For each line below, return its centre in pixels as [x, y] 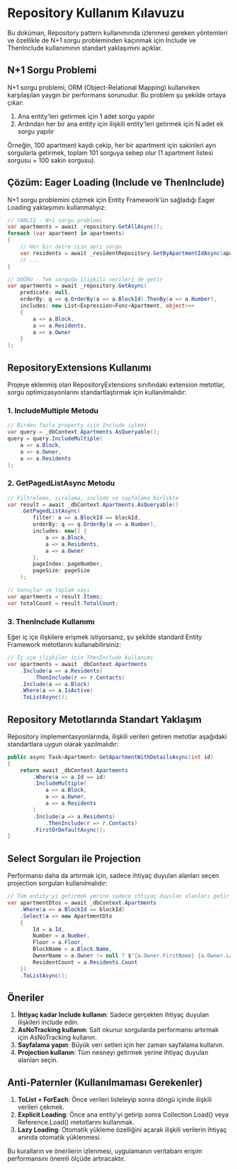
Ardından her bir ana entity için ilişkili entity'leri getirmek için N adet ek [120, 124]
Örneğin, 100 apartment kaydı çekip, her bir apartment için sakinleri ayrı [112, 145]
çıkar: [16, 102]
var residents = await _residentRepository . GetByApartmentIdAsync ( [121, 253]
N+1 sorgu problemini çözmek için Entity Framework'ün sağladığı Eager [111, 200]
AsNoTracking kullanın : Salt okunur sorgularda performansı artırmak [118, 1030]
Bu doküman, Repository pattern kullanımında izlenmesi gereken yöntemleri [118, 33]
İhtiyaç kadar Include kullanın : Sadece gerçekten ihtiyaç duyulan [113, 1015]
